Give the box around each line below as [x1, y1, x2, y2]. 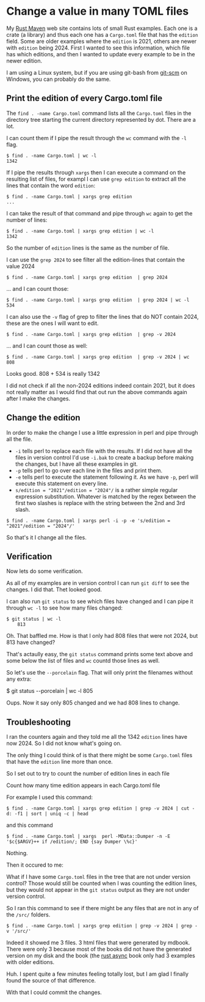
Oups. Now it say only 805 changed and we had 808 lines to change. [6, 699, 180, 706]
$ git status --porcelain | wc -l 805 [6, 687, 93, 695]
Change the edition [6, 413, 81, 423]
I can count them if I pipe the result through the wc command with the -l [6, 134, 187, 141]
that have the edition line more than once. [6, 758, 113, 766]
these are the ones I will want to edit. [6, 320, 99, 327]
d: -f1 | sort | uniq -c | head [6, 811, 88, 817]
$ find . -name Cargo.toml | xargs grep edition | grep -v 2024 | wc [6, 354, 190, 360]
